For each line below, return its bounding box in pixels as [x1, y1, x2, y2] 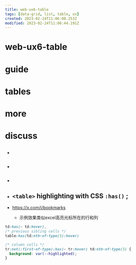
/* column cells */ [5, 242, 45, 247]
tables [5, 86, 31, 97]
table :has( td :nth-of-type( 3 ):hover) [5, 233, 79, 238]
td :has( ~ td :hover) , [5, 224, 47, 230]
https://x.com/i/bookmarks [12, 205, 66, 211]
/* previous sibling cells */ [5, 229, 67, 234]
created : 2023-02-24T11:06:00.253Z [5, 16, 77, 21]
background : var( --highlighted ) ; [9, 251, 77, 256]
